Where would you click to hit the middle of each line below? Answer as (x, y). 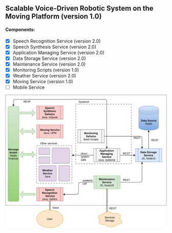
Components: (20, 29)
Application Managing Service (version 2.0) (59, 52)
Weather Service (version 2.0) (44, 75)
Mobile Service (29, 87)
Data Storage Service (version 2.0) (49, 58)
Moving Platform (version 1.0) (53, 17)
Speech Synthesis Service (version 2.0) (54, 47)
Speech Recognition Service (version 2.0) (57, 41)
